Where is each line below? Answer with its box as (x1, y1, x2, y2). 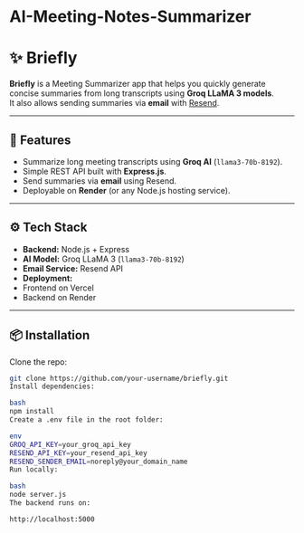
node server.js (9, 490, 67, 500)
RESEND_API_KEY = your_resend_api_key (9, 448, 147, 458)
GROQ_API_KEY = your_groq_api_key (9, 440, 131, 449)
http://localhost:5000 (9, 514, 95, 524)
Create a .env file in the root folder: (9, 415, 165, 424)
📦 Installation (9, 328, 90, 343)
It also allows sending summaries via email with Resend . (9, 98, 220, 109)
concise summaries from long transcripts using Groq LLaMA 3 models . (9, 88, 274, 99)
